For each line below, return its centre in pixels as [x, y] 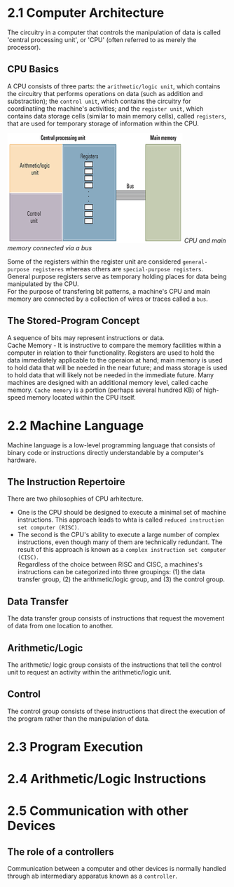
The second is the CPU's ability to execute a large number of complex [118, 535]
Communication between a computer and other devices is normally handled [117, 869]
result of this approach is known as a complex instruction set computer [122, 550]
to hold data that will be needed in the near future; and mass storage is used [117, 367]
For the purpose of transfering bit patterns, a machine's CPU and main [109, 291]
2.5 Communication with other [98, 811]
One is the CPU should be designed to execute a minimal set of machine [122, 513]
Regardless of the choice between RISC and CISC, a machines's [110, 564]
